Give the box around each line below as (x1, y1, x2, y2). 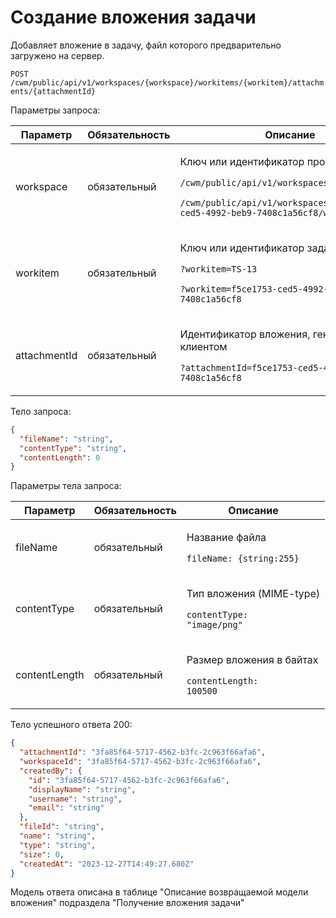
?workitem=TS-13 (179, 263, 258, 275)
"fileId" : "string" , (19, 822, 105, 832)
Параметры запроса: (10, 104, 101, 116)
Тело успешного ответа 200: (10, 719, 133, 731)
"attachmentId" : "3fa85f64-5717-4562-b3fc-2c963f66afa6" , (19, 747, 267, 758)
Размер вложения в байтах (186, 653, 319, 667)
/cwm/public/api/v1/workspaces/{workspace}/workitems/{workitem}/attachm (10, 77, 325, 88)
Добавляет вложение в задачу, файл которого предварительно (10, 39, 282, 51)
